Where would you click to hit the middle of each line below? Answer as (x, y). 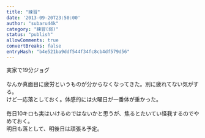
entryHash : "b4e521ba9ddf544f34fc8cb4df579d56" (68, 52)
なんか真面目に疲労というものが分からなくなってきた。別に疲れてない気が (100, 84)
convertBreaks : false (34, 46)
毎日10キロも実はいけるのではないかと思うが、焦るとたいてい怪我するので (100, 113)
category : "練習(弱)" (32, 29)
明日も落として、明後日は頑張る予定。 (54, 128)
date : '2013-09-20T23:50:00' (43, 18)
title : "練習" (24, 12)
